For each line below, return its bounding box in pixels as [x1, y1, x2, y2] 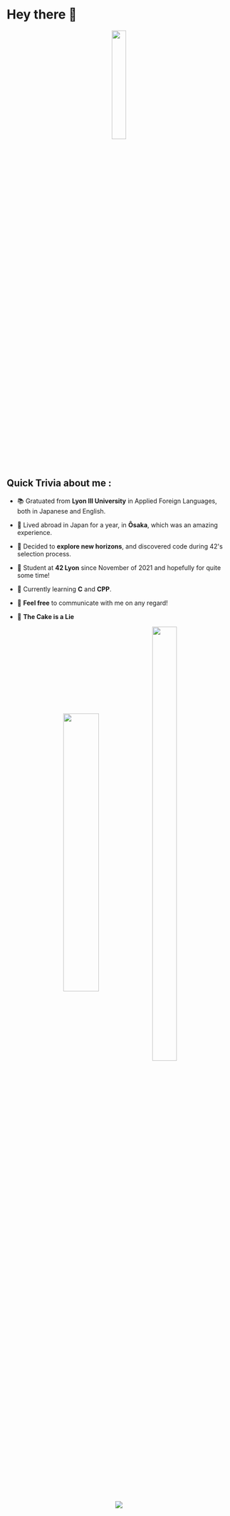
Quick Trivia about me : [6, 477, 112, 489]
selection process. [16, 549, 72, 558]
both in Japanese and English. [16, 507, 106, 515]
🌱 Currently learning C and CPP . [16, 584, 112, 593]
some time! [16, 571, 51, 579]
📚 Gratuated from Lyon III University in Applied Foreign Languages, [16, 497, 218, 505]
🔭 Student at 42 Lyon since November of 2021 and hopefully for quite [16, 563, 221, 572]
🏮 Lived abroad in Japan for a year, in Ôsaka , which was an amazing [16, 520, 219, 529]
